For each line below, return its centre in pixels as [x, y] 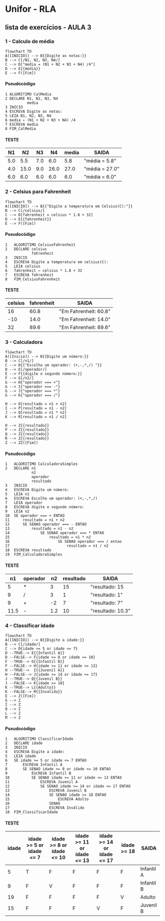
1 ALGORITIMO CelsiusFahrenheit [41, 245]
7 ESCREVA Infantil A [34, 765]
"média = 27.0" [102, 169]
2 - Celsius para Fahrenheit [38, 192]
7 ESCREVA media [22, 125]
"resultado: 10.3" [110, 611]
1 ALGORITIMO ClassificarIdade [39, 739]
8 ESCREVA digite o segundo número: [45, 507]
